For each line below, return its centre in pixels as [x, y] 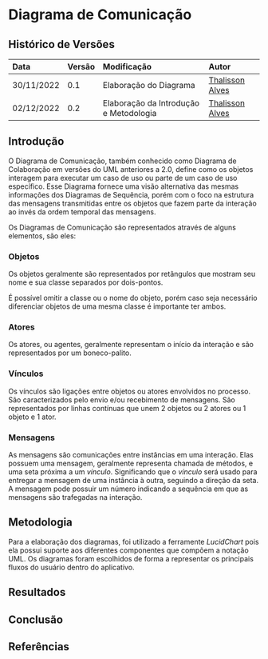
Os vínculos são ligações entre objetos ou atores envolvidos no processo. [130, 391]
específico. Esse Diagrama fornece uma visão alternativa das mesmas [124, 186]
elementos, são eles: [42, 236]
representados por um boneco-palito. [70, 353]
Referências [39, 647]
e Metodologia [130, 113]
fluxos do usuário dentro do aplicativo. [71, 567]
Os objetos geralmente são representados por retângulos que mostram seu [132, 274]
